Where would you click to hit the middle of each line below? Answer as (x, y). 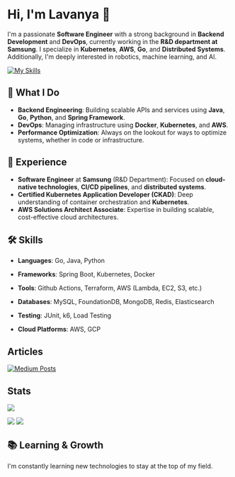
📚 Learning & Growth (56, 445)
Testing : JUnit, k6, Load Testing (64, 315)
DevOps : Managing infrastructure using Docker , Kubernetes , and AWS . (123, 125)
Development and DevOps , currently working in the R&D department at (113, 41)
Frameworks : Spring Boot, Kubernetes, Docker (86, 274)
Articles (25, 351)
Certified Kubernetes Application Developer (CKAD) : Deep (105, 194)
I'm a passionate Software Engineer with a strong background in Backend (116, 34)
